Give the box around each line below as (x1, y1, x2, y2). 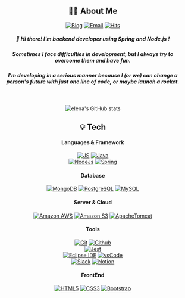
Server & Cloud (74, 198, 112, 206)
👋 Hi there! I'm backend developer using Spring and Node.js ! (15, 35, 170, 42)
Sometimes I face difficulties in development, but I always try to (12, 50, 174, 57)
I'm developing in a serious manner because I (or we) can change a (8, 72, 178, 79)
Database (80, 172, 105, 179)
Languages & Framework (61, 138, 125, 146)
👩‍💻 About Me (68, 6, 118, 16)
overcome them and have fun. (54, 57, 131, 64)
